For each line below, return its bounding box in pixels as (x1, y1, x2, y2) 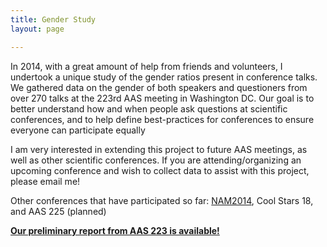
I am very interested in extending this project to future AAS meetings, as (10, 143, 308, 155)
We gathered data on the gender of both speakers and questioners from (10, 81, 308, 93)
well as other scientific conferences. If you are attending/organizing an (10, 154, 302, 166)
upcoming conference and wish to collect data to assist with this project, (10, 164, 310, 176)
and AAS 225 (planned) (10, 205, 107, 217)
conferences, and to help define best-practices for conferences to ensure (10, 113, 315, 125)
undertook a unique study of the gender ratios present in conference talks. (10, 71, 318, 83)
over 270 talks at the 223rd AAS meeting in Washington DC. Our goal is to (10, 92, 315, 104)
